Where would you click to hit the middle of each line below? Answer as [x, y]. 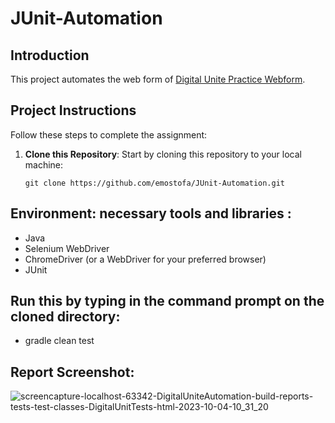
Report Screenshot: [72, 372]
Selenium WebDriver [67, 248]
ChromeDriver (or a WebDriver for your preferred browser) [145, 259]
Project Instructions [73, 110]
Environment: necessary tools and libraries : [151, 213]
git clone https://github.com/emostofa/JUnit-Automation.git [155, 183]
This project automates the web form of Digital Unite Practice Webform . [158, 79]
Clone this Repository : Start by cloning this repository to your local [163, 154]
